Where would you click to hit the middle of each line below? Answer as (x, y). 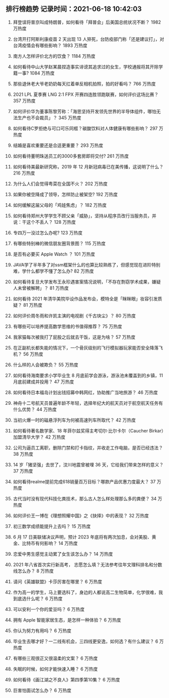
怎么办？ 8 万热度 (36, 571)
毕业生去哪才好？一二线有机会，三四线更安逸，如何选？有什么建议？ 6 (86, 641)
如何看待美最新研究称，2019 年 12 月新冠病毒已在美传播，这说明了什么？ (88, 166)
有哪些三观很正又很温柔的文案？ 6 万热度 (55, 658)
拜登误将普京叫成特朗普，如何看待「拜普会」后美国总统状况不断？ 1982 (87, 22)
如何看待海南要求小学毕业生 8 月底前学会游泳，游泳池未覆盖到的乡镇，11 (88, 375)
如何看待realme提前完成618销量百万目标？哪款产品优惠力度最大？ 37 (84, 481)
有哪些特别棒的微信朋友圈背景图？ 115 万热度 (59, 243)
